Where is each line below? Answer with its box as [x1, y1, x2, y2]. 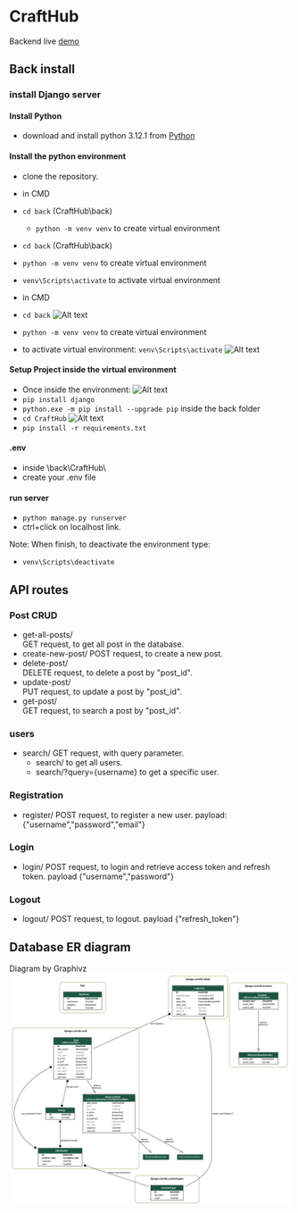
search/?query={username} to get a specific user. [35, 766, 219, 778]
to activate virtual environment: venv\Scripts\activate [21, 344, 223, 355]
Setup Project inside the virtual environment [9, 364, 177, 375]
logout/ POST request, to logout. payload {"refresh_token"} [21, 914, 240, 924]
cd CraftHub [21, 414, 67, 423]
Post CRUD [9, 609, 58, 622]
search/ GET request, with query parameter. [21, 748, 185, 758]
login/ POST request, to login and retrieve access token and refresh [21, 861, 270, 872]
